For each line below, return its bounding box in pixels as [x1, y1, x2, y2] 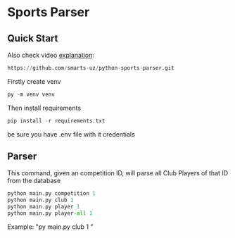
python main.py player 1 [7, 203, 80, 211]
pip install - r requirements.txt [7, 117, 106, 124]
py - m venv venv [7, 91, 55, 98]
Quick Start [7, 32, 58, 44]
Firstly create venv [7, 77, 61, 85]
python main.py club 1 [7, 196, 74, 204]
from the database [7, 177, 61, 185]
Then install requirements [7, 104, 82, 112]
